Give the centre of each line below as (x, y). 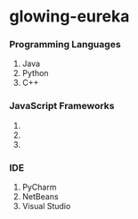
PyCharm (39, 187)
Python (35, 73)
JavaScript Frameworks (62, 106)
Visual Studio (46, 206)
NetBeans (41, 197)
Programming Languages (65, 45)
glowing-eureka (69, 17)
